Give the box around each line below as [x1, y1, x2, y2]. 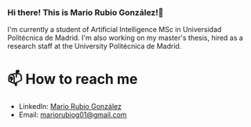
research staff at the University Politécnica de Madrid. [7, 42, 182, 51]
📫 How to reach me [7, 71, 138, 89]
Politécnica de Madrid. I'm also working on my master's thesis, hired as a [7, 33, 244, 42]
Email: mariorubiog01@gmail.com [18, 110, 127, 120]
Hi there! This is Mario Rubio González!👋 [7, 7, 164, 18]
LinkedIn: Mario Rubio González [18, 102, 122, 111]
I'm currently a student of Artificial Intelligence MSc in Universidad [7, 25, 222, 34]
